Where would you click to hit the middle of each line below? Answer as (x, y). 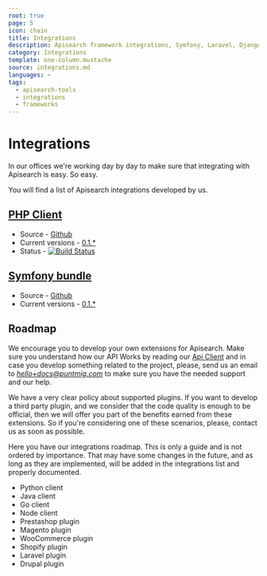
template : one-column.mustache (60, 61)
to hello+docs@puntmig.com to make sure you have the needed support (127, 373)
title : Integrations (43, 38)
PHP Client (35, 215)
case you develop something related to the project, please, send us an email (133, 365)
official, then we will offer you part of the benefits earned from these (120, 414)
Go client (35, 504)
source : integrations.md (49, 68)
